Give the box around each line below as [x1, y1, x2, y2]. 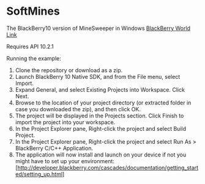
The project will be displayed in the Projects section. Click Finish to [15, 112, 184, 119]
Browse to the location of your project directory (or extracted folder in [15, 99, 192, 106]
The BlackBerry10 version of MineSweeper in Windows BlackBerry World [6, 24, 191, 32]
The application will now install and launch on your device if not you [15, 151, 187, 158]
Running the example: [6, 54, 61, 62]
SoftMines [6, 4, 60, 18]
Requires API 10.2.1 [6, 43, 54, 50]
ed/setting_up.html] [15, 170, 65, 178]
